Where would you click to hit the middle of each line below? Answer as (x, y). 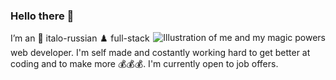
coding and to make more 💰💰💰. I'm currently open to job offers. (144, 64)
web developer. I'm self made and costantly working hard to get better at (160, 53)
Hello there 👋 (42, 16)
